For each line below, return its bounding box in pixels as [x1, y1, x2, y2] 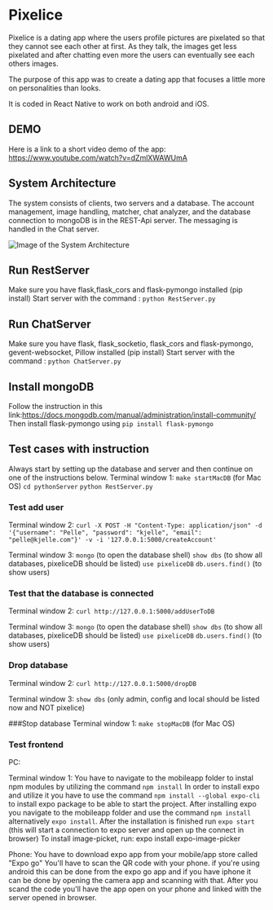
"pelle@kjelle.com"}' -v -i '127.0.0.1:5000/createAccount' [8, 536, 218, 544]
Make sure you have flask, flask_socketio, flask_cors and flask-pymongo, [8, 339, 254, 349]
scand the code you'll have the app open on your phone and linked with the [8, 884, 262, 894]
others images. [8, 59, 59, 68]
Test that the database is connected [8, 588, 154, 600]
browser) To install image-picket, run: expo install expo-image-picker [8, 833, 241, 843]
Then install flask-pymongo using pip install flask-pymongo [8, 419, 214, 429]
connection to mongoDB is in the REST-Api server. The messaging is [8, 215, 238, 225]
